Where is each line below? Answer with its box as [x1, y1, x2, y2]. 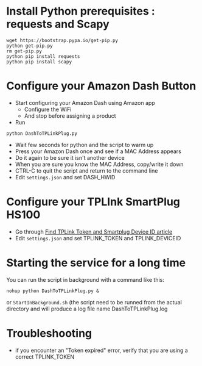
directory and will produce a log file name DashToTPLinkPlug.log [6, 305, 168, 312]
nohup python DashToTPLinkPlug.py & [6, 288, 99, 294]
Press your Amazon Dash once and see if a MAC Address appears [15, 148, 181, 155]
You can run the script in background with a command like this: [6, 276, 164, 283]
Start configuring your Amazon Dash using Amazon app [15, 99, 155, 106]
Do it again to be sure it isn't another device [15, 154, 125, 161]
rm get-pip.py [6, 48, 43, 54]
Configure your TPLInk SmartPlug [6, 195, 181, 209]
